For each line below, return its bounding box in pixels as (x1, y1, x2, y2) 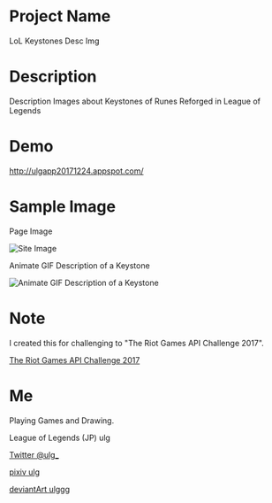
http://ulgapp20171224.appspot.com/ (9, 166, 144, 176)
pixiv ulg (9, 467, 41, 477)
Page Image (9, 226, 53, 236)
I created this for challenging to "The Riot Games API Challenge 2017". (9, 337, 265, 348)
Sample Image (9, 197, 117, 216)
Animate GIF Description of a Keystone (9, 259, 150, 271)
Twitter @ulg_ (9, 449, 59, 460)
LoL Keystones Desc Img (9, 35, 100, 46)
